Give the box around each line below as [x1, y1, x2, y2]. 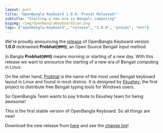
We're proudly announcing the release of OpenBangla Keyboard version [5, 38, 149, 44]
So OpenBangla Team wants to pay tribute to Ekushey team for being [5, 94, 144, 99]
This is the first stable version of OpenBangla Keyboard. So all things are [5, 108, 150, 114]
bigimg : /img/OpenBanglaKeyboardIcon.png [5, 20, 91, 26]
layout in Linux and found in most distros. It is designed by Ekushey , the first [5, 79, 158, 85]
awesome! [5, 98, 26, 105]
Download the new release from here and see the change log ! [5, 123, 129, 129]
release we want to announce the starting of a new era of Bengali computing [5, 59, 159, 65]
